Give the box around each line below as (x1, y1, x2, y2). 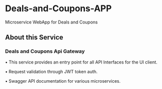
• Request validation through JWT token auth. (5, 68, 98, 74)
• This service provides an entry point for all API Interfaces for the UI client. (5, 59, 158, 65)
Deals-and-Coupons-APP (5, 3, 112, 14)
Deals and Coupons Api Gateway (5, 48, 85, 55)
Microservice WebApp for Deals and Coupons (5, 19, 98, 25)
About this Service (5, 33, 64, 42)
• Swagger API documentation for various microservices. (5, 78, 121, 84)
